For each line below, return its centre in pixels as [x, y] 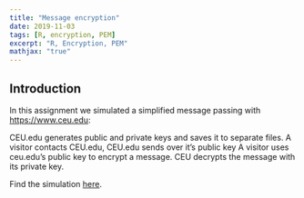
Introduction [46, 89]
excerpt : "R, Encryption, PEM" [69, 43]
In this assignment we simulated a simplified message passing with [135, 110]
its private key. [37, 166]
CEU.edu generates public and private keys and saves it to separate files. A [151, 137]
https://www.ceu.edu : [50, 120]
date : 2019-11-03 [42, 26]
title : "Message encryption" [65, 18]
